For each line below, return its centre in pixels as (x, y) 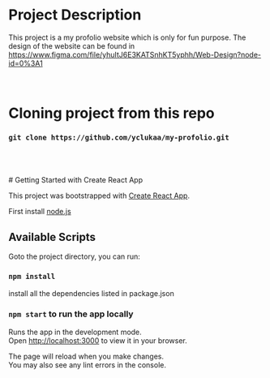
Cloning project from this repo (111, 113)
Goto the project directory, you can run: (74, 256)
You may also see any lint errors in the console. (87, 365)
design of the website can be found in (72, 45)
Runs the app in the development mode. (75, 332)
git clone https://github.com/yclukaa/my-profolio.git (119, 138)
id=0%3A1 (26, 63)
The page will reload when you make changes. (86, 356)
